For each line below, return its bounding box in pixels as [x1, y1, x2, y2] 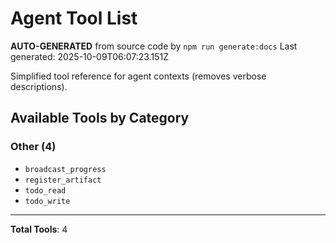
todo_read [24, 185, 67, 196]
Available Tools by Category [10, 110, 190, 127]
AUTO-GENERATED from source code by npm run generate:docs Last [10, 40, 298, 52]
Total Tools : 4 [10, 223, 68, 235]
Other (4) [10, 140, 57, 154]
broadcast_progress [24, 164, 107, 174]
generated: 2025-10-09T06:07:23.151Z [10, 50, 169, 62]
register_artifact [24, 175, 102, 185]
